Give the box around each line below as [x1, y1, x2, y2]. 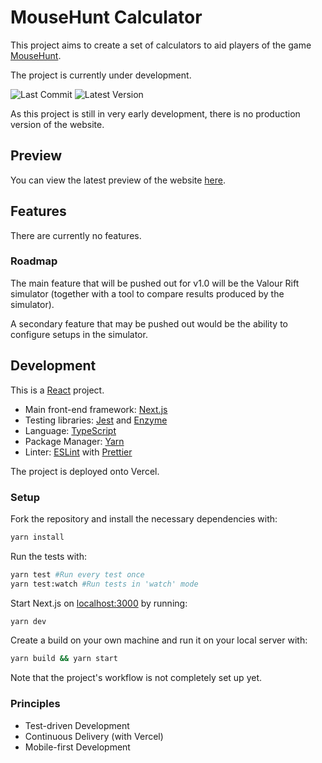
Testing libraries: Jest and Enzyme [24, 414, 168, 426]
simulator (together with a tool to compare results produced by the [10, 287, 285, 300]
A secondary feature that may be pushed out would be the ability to [10, 317, 288, 330]
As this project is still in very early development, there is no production [10, 107, 301, 120]
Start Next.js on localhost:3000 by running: [10, 597, 188, 609]
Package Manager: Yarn [24, 435, 125, 447]
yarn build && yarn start [10, 654, 118, 664]
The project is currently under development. [10, 69, 192, 81]
